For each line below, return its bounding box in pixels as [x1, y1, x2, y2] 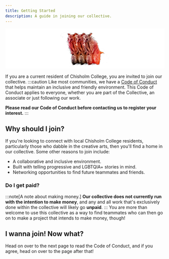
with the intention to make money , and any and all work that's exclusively [5, 199, 160, 205]
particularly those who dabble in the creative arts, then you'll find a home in [5, 143, 163, 149]
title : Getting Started [5, 8, 56, 13]
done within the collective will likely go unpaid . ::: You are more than [5, 204, 148, 210]
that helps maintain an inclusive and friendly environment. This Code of [5, 84, 154, 90]
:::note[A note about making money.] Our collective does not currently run [5, 193, 162, 199]
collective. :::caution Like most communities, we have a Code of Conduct [5, 78, 157, 84]
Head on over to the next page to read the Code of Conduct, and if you [5, 243, 153, 249]
